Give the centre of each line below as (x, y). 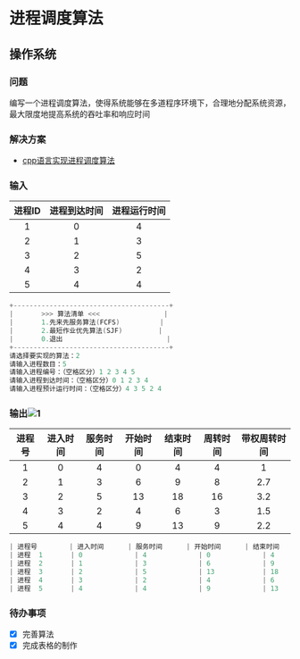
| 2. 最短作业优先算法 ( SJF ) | (86, 331)
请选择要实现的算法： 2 (45, 355)
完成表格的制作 (50, 645)
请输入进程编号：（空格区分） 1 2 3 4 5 (72, 372)
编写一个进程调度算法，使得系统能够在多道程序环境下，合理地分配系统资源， (150, 103)
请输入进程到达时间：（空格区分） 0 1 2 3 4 (79, 380)
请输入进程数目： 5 (38, 364)
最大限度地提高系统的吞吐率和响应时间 (79, 113)
